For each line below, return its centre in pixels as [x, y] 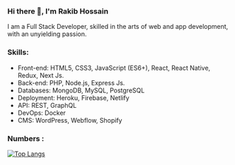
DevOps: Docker [41, 113]
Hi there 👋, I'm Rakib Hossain [58, 11]
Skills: [18, 52]
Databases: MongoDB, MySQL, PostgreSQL [81, 90]
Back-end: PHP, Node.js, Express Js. [71, 82]
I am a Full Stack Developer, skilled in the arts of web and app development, [118, 27]
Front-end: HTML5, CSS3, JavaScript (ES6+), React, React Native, [114, 68]
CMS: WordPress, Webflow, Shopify [70, 120]
